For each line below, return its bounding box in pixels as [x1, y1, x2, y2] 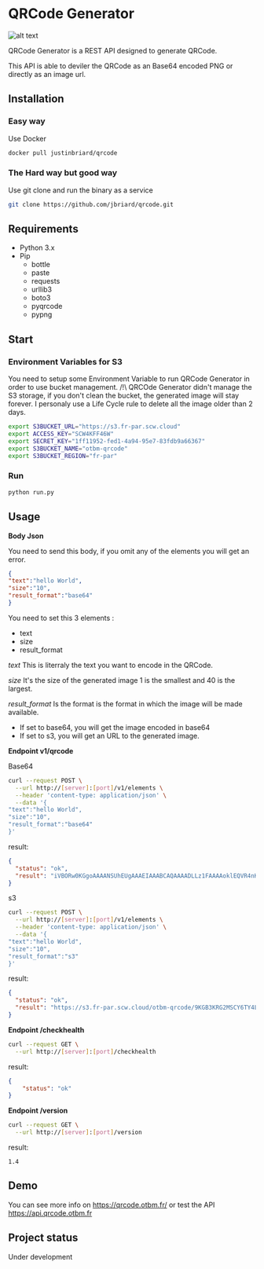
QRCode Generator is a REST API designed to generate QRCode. [8, 46, 218, 55]
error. [8, 555, 26, 564]
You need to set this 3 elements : [8, 613, 115, 622]
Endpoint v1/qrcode [8, 746, 74, 755]
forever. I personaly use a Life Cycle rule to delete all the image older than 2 [8, 399, 253, 409]
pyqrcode [31, 302, 63, 311]
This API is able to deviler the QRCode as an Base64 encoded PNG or [8, 61, 233, 71]
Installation [8, 92, 64, 106]
